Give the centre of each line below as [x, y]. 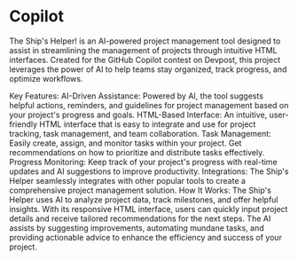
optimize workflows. [46, 78]
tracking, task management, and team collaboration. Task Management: [141, 133]
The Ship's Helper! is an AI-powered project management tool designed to [145, 41]
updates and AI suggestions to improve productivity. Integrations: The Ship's [149, 171]
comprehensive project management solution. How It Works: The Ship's [141, 190]
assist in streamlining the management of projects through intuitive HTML [143, 50]
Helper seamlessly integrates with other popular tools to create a [128, 180]
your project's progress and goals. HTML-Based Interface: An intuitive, [138, 115]
